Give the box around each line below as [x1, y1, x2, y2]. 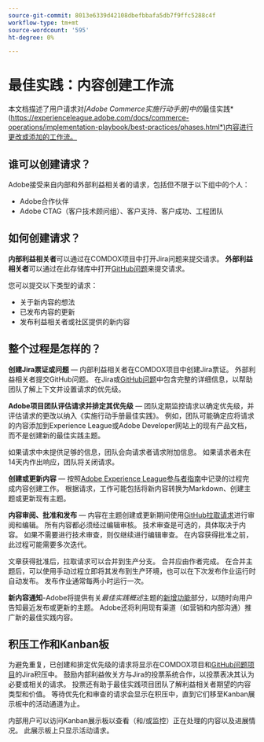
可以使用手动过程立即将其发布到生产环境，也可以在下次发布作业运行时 [28, 566, 256, 575]
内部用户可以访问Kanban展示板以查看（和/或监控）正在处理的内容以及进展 [8, 716, 249, 725]
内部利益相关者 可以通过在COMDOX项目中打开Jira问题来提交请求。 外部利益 [8, 253, 253, 264]
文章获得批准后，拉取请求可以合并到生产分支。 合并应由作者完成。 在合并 [8, 556, 246, 566]
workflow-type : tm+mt [8, 19, 79, 27]
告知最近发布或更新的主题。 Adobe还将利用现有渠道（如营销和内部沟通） [8, 603, 245, 612]
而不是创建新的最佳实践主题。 [8, 430, 104, 440]
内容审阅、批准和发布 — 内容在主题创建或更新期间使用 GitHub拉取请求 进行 [8, 510, 248, 519]
